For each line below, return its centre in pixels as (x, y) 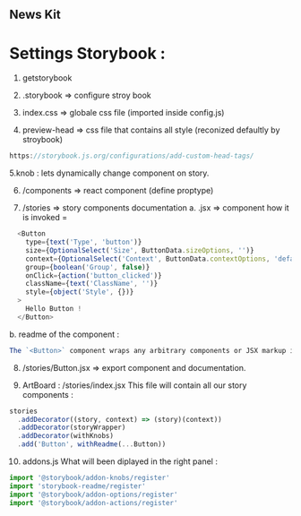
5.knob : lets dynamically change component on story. (109, 173)
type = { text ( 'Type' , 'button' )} (84, 242)
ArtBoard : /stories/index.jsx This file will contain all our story (134, 385)
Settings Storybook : (87, 53)
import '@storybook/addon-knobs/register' (90, 478)
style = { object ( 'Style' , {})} (80, 292)
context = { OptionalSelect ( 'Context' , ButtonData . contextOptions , (148, 259)
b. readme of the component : (64, 334)
